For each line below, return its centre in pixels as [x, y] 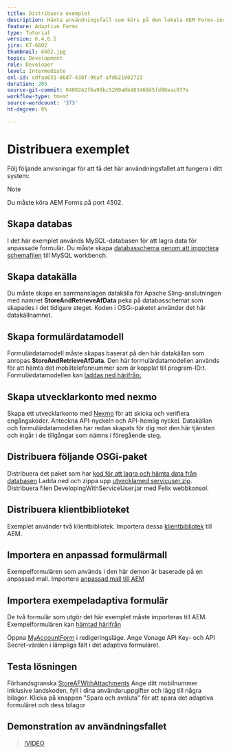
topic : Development [35, 58]
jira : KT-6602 [27, 45]
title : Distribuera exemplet [49, 13]
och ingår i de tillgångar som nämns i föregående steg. [84, 435]
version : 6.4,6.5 [32, 39]
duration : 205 [27, 84]
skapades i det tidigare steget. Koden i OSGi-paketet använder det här [107, 308]
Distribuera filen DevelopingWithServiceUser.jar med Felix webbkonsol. [108, 488]
